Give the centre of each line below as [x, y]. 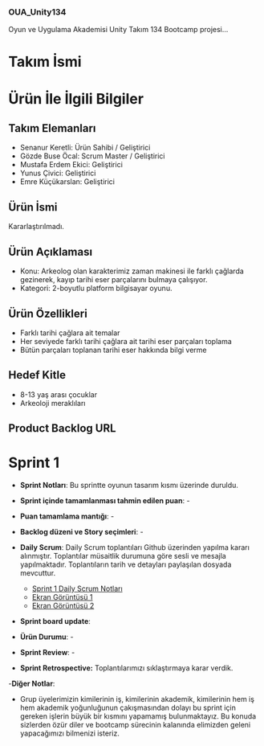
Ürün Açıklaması [51, 252]
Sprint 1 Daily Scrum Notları [77, 588]
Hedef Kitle [37, 375]
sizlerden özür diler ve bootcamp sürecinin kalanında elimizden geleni [135, 725]
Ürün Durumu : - [47, 637]
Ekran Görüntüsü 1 [62, 597]
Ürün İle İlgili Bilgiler [76, 98]
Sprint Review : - [47, 653]
